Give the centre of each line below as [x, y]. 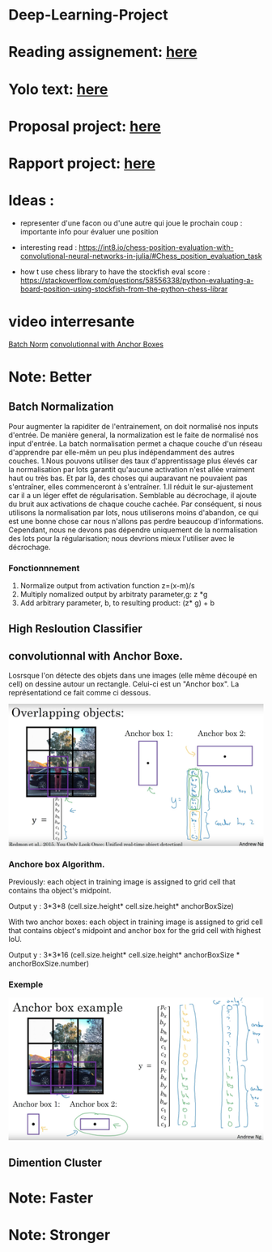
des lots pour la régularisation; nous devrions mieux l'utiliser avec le [121, 538]
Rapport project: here [82, 163]
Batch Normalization [61, 407]
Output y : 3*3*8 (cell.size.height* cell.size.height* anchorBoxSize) [121, 906]
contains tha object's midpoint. [60, 891]
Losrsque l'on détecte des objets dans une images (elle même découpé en [133, 676]
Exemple [26, 985]
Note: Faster [51, 1198]
